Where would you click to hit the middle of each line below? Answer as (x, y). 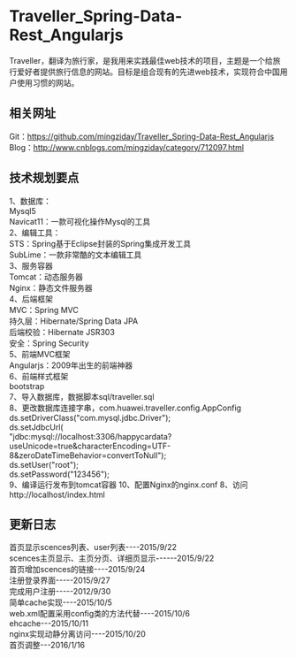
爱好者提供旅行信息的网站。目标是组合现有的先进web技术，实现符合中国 (148, 72)
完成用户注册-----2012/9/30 (60, 592)
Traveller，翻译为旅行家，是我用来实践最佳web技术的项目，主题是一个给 (141, 60)
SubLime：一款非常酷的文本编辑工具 (76, 255)
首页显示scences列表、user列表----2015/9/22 (93, 547)
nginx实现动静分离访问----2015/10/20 (77, 634)
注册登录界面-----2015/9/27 (60, 580)
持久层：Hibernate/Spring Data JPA (74, 321)
